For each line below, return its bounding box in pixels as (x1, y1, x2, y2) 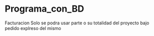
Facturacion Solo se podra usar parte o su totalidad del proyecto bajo (5, 20, 149, 26)
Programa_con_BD (5, 3, 85, 15)
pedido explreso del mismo (5, 25, 61, 31)
